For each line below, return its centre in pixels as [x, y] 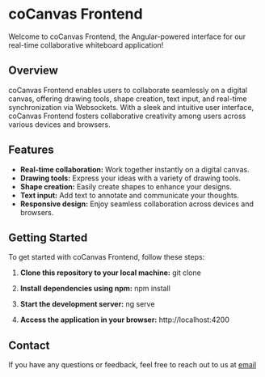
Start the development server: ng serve [87, 304]
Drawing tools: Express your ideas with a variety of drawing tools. [130, 178]
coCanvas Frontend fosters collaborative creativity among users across [127, 116]
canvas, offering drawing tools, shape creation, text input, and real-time [128, 99]
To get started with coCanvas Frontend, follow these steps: [107, 257]
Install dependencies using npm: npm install [95, 289]
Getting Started [48, 237]
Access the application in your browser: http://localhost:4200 [125, 320]
